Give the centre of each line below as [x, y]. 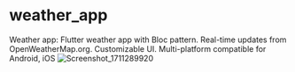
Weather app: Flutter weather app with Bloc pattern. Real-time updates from [148, 40]
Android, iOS [32, 58]
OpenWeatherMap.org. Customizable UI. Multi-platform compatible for [138, 48]
